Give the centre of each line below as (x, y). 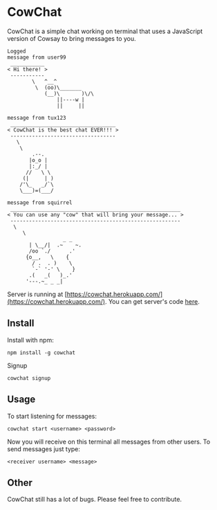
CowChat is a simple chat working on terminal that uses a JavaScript (105, 31)
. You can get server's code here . (152, 301)
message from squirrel (40, 202)
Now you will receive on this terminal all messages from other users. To (109, 441)
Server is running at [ (37, 294)
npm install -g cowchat (41, 353)
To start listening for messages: (52, 416)
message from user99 (37, 57)
